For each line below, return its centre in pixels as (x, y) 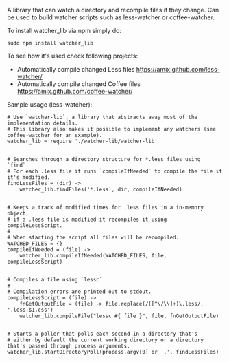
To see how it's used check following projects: (73, 56)
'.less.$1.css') (30, 310)
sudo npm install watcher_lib (50, 43)
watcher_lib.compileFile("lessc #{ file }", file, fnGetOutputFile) (119, 316)
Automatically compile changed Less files (76, 69)
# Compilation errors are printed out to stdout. (80, 292)
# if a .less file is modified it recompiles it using (87, 220)
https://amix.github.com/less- (178, 69)
